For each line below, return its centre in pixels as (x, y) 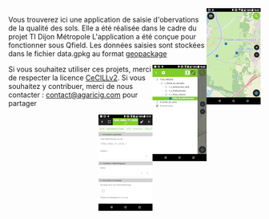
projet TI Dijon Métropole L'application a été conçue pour (102, 36)
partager (23, 103)
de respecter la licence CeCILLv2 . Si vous (77, 78)
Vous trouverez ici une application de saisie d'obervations (104, 20)
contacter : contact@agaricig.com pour (73, 95)
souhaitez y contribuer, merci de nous (71, 86)
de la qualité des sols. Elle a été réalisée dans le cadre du (103, 28)
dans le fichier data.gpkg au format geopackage (88, 54)
